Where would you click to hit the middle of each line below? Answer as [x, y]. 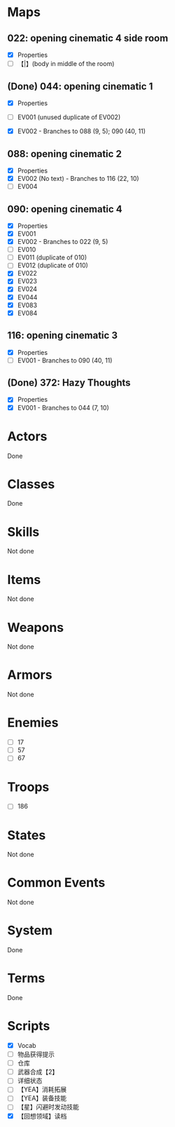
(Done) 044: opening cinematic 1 [80, 86]
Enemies [33, 723]
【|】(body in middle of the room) [66, 64]
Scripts [29, 1026]
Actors [27, 436]
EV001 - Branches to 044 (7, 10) [63, 407]
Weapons [36, 627]
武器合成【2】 [38, 1072]
